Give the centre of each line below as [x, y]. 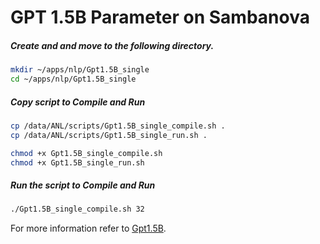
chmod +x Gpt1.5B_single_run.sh [77, 162]
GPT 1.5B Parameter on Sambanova [160, 17]
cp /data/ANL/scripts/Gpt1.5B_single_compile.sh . [118, 126]
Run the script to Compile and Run [83, 185]
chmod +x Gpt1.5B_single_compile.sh [86, 153]
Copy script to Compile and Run [78, 102]
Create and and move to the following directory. [112, 45]
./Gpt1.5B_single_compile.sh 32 [77, 209]
